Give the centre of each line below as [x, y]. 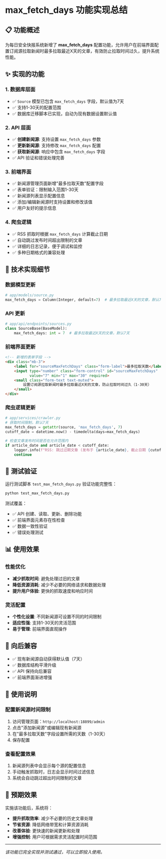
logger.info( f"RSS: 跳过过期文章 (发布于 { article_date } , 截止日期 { [82, 450]
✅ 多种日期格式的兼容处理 [39, 252]
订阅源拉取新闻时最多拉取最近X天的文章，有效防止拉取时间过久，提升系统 [84, 51]
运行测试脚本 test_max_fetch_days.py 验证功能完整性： [61, 484]
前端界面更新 [21, 347]
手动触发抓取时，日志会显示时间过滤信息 [53, 772]
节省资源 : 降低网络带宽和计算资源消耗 [50, 824]
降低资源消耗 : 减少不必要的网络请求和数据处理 [59, 585]
